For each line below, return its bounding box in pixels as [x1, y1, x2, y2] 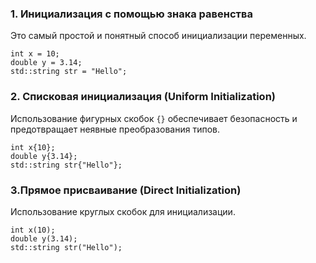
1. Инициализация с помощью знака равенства [10, 7, 253, 21]
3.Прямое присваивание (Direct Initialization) [10, 183, 242, 197]
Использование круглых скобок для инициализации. [10, 205, 236, 217]
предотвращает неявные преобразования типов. [10, 123, 220, 135]
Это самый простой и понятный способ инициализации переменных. [10, 30, 307, 42]
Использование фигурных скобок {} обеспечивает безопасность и [10, 112, 298, 124]
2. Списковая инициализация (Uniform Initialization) [10, 90, 276, 104]
